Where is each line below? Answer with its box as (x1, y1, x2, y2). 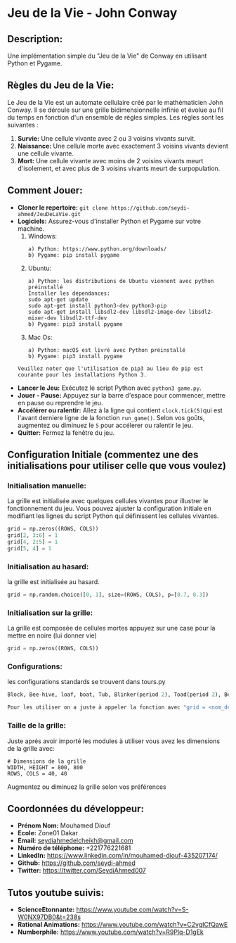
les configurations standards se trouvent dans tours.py (7, 678, 166, 686)
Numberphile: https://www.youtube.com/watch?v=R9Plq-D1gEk (17, 928, 204, 937)
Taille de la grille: (7, 721, 67, 730)
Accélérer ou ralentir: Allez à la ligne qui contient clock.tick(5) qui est (17, 406, 223, 414)
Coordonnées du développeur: (7, 802, 144, 814)
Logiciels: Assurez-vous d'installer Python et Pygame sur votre (17, 217, 202, 225)
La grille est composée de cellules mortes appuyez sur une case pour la (7, 624, 216, 633)
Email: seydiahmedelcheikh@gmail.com (17, 836, 133, 845)
